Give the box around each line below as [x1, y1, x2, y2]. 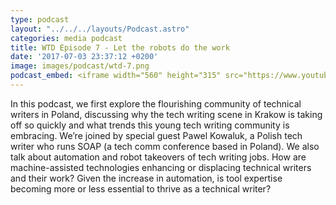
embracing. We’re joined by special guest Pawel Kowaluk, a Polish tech [10, 129, 303, 141]
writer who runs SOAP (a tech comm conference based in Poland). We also [10, 140, 320, 152]
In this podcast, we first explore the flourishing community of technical [10, 97, 302, 110]
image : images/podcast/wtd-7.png [10, 61, 150, 71]
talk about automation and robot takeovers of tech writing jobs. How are [10, 151, 307, 163]
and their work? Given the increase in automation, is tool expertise [10, 172, 283, 184]
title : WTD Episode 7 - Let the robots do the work [10, 42, 230, 53]
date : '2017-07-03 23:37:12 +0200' [10, 52, 159, 62]
